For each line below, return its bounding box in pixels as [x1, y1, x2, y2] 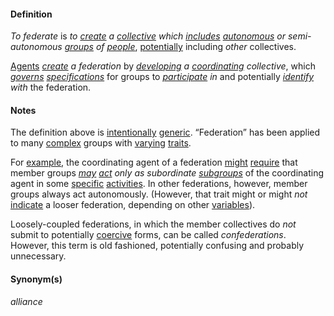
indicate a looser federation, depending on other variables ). [10, 199, 256, 211]
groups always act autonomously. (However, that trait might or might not [10, 188, 308, 200]
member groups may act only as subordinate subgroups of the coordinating [10, 167, 324, 179]
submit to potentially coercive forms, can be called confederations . [10, 229, 287, 241]
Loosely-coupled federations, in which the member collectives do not [10, 218, 297, 230]
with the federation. [10, 81, 92, 94]
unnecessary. [10, 250, 67, 262]
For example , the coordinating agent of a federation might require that [10, 156, 298, 169]
